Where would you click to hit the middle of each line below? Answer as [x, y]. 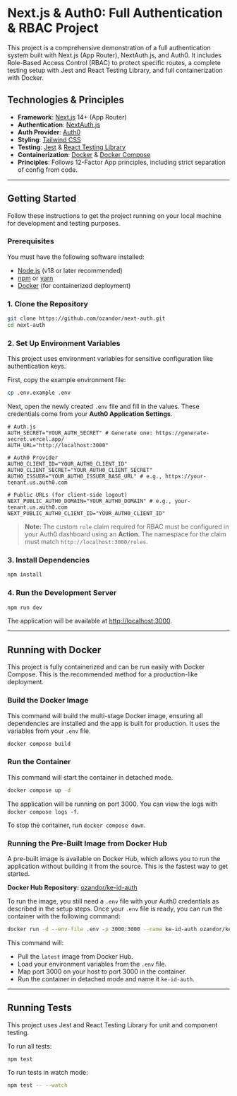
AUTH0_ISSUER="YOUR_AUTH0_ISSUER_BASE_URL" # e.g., [85, 477]
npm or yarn [35, 278]
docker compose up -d [39, 790]
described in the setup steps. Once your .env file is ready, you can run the [115, 908]
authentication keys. [37, 367]
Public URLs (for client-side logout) [71, 495]
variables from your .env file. [49, 731]
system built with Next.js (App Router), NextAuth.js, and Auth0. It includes [115, 55]
